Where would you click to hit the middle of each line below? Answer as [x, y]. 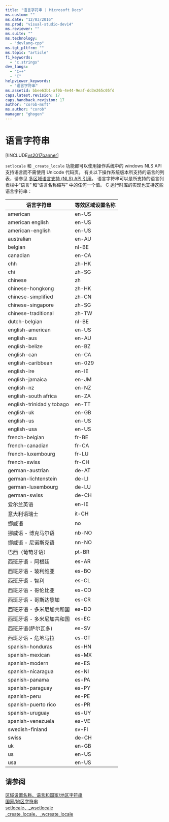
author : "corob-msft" [28, 105]
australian [20, 239]
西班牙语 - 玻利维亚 [31, 571]
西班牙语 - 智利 [26, 581]
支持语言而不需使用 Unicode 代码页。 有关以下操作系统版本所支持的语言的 [83, 172]
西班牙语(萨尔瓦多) [30, 628]
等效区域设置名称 [95, 205]
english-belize [25, 346]
